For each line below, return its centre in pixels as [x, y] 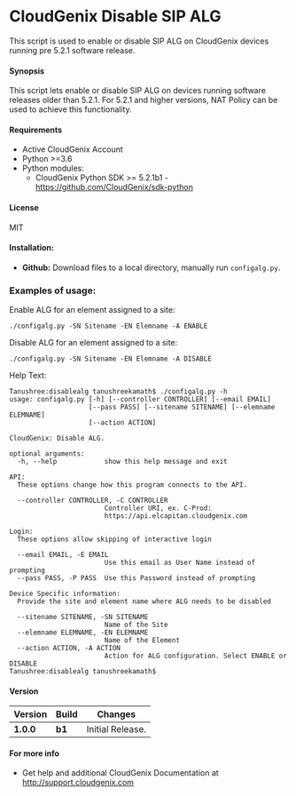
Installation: [32, 248]
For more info [35, 753]
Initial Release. [117, 729]
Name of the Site [136, 625]
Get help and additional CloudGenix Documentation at [120, 773]
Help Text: [28, 376]
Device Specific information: [65, 594]
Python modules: [53, 168]
